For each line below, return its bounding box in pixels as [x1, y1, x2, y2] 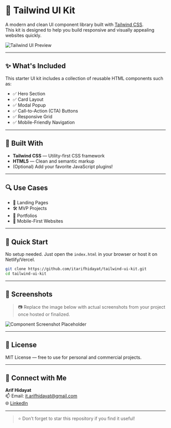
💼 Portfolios [12, 212, 37, 219]
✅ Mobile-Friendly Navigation [12, 119, 75, 125]
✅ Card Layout [12, 96, 44, 102]
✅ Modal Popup [12, 102, 46, 108]
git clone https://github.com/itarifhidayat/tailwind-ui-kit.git [5, 266, 147, 272]
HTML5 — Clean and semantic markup [12, 158, 95, 164]
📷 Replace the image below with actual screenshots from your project [17, 304, 165, 310]
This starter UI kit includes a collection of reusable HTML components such [5, 75, 164, 81]
